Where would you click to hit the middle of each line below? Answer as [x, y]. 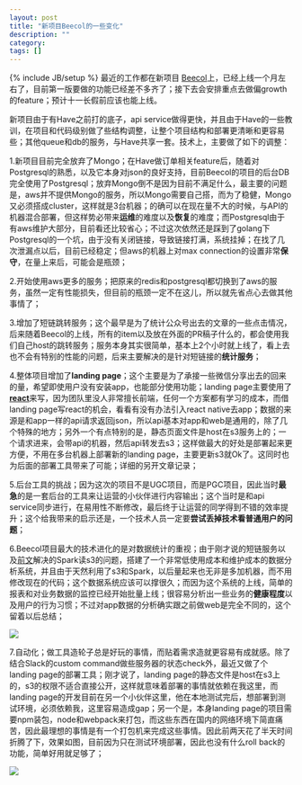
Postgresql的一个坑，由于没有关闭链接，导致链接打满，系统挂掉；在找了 [143, 240]
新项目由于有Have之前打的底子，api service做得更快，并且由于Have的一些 [147, 120]
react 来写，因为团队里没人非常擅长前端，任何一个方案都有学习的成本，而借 [149, 398]
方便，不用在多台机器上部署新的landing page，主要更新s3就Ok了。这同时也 [150, 454]
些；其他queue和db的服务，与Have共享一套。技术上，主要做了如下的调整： [150, 142]
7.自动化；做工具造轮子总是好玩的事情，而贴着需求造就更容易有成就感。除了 [150, 652]
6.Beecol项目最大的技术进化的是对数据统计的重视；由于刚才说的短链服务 [144, 549]
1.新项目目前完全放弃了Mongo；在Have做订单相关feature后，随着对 [134, 161]
